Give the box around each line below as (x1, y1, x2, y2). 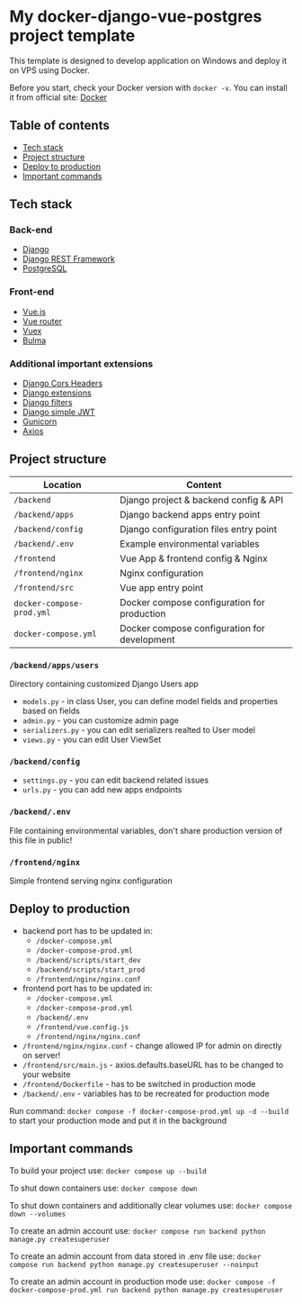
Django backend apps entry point (120, 508, 261, 521)
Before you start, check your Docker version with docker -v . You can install (9, 82, 288, 93)
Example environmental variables (120, 538, 260, 550)
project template (9, 25, 136, 46)
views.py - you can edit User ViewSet (22, 734, 162, 745)
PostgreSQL (22, 263, 67, 274)
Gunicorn (22, 416, 58, 427)
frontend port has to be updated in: (22, 983, 153, 993)
